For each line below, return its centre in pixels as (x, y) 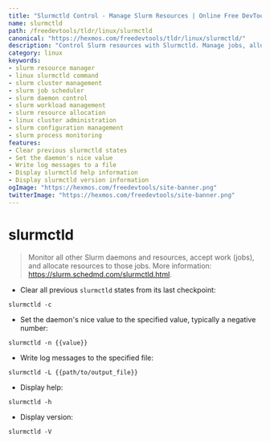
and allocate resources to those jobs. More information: (120, 265)
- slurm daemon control (48, 98)
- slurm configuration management (66, 128)
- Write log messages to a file (62, 166)
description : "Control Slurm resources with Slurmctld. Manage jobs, (127, 46)
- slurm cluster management (55, 83)
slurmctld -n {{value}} (48, 342)
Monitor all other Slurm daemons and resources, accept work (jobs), (141, 257)
